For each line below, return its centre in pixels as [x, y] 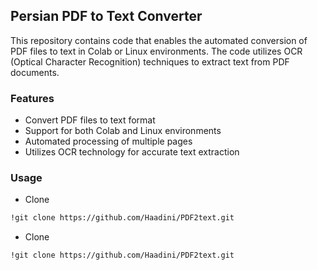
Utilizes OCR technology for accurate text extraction [132, 152]
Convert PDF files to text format [90, 120]
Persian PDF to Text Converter [106, 16]
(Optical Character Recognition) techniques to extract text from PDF [150, 61]
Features [32, 98]
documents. [35, 72]
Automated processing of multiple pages [108, 141]
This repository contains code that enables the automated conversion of [159, 40]
